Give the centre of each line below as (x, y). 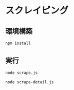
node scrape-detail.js (30, 82)
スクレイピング (37, 11)
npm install (18, 43)
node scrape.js (22, 73)
